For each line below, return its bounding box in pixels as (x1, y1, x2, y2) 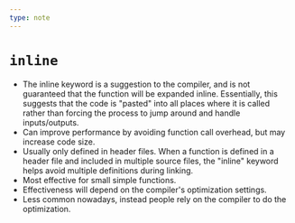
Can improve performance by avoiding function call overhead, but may (22, 126, 286, 137)
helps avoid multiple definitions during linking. (22, 164, 194, 176)
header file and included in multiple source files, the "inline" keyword (22, 155, 279, 166)
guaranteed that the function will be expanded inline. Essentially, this (22, 88, 278, 99)
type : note (9, 13, 51, 23)
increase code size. (22, 136, 96, 147)
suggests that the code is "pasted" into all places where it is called (22, 98, 271, 108)
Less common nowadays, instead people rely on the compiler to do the (22, 193, 287, 204)
